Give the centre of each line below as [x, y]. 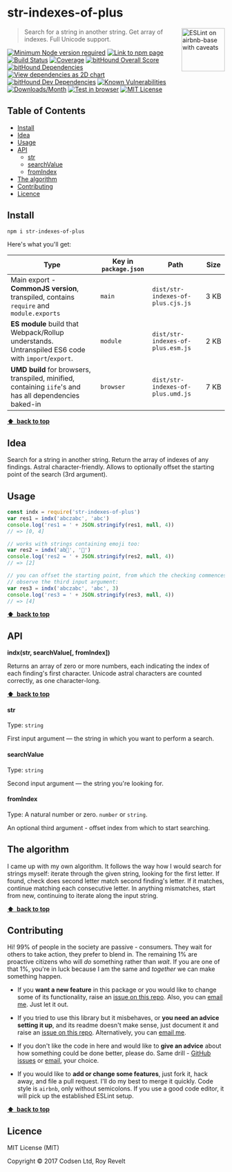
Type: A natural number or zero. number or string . [77, 814]
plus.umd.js [171, 394]
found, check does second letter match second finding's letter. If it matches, [116, 881]
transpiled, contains [42, 297]
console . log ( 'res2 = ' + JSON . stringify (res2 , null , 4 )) [91, 557]
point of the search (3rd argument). [57, 474]
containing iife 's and [46, 387]
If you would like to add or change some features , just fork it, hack [113, 1074]
